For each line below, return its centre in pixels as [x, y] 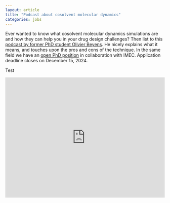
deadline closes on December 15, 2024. [47, 61]
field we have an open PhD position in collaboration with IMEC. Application [83, 55]
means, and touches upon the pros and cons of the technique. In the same [83, 50]
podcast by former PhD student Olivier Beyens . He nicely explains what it [81, 45]
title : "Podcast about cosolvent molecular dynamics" [63, 15]
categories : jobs [24, 19]
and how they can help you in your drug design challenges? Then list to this [84, 39]
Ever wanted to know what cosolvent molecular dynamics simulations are [82, 34]
